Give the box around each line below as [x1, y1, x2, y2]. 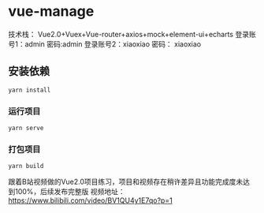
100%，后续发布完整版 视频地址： [14, 187, 126, 196]
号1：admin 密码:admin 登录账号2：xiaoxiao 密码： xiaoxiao [8, 39, 202, 49]
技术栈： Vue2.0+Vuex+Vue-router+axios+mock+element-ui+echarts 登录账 [8, 29, 256, 39]
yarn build [8, 163, 44, 170]
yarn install [8, 86, 51, 94]
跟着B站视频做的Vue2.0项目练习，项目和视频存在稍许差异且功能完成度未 [8, 177, 244, 187]
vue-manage [8, 2, 95, 21]
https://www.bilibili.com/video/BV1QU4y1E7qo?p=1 [8, 196, 173, 205]
